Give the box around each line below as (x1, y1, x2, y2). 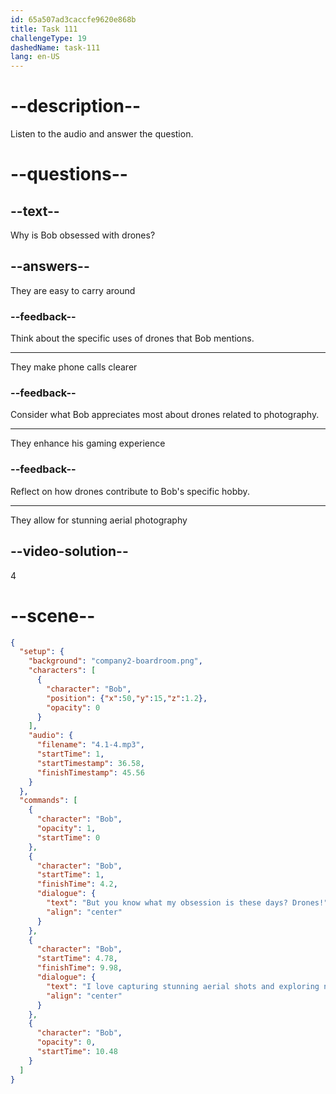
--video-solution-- (10, 543, 129, 560)
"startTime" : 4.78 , (36, 954, 118, 964)
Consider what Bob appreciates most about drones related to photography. (10, 409, 320, 421)
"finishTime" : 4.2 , (36, 879, 118, 890)
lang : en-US (10, 52, 60, 62)
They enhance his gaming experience (10, 437, 166, 450)
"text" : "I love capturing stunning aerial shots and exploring (46, 981, 320, 991)
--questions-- (10, 163, 128, 186)
